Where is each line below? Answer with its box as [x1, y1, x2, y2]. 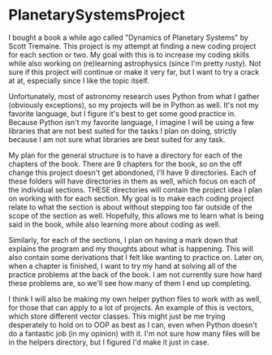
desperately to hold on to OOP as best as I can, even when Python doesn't [8, 319, 257, 330]
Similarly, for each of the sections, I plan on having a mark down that [8, 235, 238, 245]
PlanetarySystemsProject [8, 6, 185, 24]
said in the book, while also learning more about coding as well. [8, 219, 221, 229]
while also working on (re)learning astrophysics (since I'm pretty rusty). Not [8, 58, 261, 68]
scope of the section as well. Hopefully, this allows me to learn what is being [8, 210, 264, 220]
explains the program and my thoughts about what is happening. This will [8, 244, 253, 253]
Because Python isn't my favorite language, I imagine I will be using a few [8, 117, 254, 127]
